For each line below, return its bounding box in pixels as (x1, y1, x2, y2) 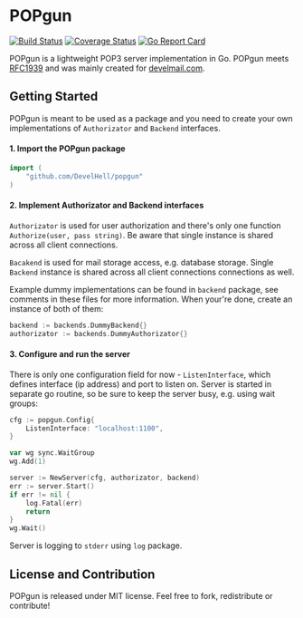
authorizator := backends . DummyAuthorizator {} (9, 329, 188, 338)
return (25, 507, 51, 517)
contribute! (9, 600, 51, 612)
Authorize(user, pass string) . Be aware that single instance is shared (9, 229, 274, 240)
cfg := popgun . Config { (9, 415, 95, 424)
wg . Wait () (9, 524, 47, 533)
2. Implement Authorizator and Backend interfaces (9, 200, 204, 211)
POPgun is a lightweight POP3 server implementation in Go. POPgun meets (9, 53, 289, 63)
